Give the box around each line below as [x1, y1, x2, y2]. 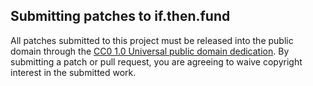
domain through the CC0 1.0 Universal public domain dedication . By [10, 45, 290, 57]
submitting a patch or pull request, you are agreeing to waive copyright [10, 55, 303, 68]
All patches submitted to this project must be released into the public [10, 34, 294, 46]
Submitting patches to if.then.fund [10, 8, 231, 25]
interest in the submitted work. [10, 66, 137, 78]
